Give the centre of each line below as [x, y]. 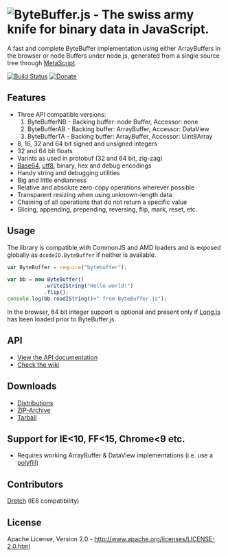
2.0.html [19, 546]
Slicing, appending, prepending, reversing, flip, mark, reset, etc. [107, 209]
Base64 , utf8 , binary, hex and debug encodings [84, 166]
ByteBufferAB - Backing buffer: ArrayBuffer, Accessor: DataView [118, 129]
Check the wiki [38, 365]
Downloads [32, 386]
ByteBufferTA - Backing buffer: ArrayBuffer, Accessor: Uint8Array [120, 136]
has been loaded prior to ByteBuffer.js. [62, 319]
